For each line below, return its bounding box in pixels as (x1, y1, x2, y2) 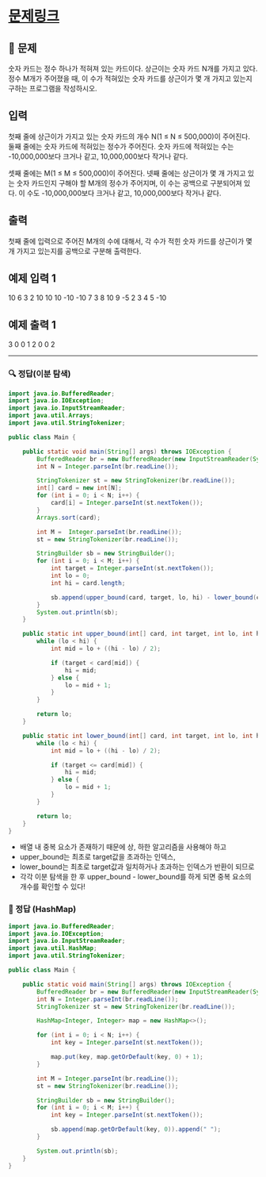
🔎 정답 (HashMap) (8, 904, 77, 915)
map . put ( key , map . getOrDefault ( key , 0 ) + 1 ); (50, 1053, 203, 1061)
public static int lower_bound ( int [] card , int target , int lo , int (22, 732, 253, 740)
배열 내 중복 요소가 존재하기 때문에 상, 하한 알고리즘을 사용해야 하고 (19, 842, 227, 852)
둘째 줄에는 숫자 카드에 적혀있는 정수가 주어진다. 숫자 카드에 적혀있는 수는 (8, 141, 234, 151)
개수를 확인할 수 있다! (19, 882, 85, 891)
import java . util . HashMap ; (8, 944, 97, 952)
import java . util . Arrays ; (8, 412, 93, 420)
